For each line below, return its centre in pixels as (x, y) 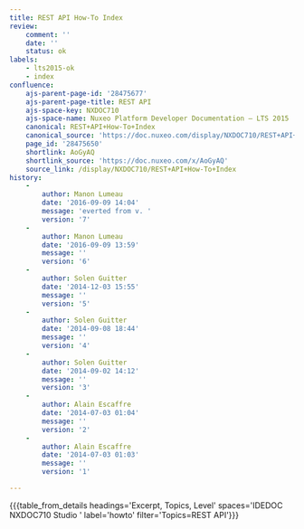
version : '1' (66, 472)
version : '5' (66, 304)
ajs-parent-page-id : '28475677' (86, 93)
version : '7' (66, 219)
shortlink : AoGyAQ (60, 152)
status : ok (46, 52)
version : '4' (66, 345)
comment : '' (48, 34)
